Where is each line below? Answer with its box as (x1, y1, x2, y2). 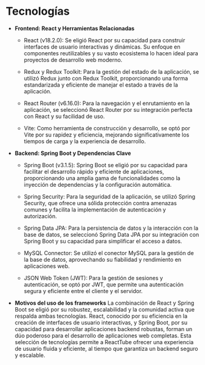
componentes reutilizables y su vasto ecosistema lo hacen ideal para (23, 49, 199, 57)
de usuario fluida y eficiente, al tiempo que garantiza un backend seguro (14, 345, 198, 352)
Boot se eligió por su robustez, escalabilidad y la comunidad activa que (14, 305, 195, 313)
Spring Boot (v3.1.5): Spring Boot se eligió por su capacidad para (23, 161, 188, 168)
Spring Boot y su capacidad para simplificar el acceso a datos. (23, 237, 182, 245)
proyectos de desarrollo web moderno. (23, 56, 123, 63)
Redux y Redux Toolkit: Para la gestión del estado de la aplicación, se (23, 68, 199, 75)
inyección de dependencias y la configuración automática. (23, 181, 172, 188)
